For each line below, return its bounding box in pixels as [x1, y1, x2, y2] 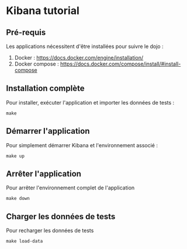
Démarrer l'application [6, 126, 90, 136]
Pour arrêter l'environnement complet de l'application [6, 184, 135, 191]
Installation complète [6, 84, 85, 94]
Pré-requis [6, 27, 46, 37]
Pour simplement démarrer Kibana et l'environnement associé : [6, 141, 158, 148]
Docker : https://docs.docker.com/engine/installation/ [14, 54, 144, 61]
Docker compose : [14, 60, 60, 67]
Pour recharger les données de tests [6, 227, 94, 234]
